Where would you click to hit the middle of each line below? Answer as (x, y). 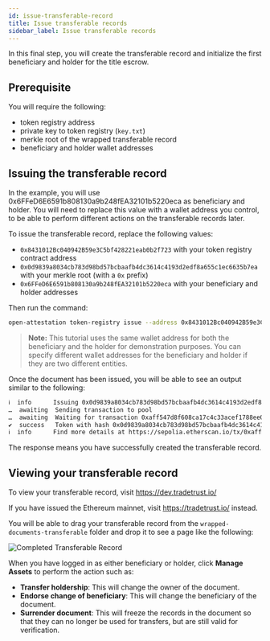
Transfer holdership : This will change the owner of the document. (130, 587)
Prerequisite (40, 87)
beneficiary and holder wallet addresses (87, 148)
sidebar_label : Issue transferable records (82, 31)
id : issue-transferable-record (61, 16)
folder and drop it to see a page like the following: (172, 532)
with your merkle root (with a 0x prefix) (84, 275)
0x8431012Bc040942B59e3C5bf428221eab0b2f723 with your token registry (136, 249)
